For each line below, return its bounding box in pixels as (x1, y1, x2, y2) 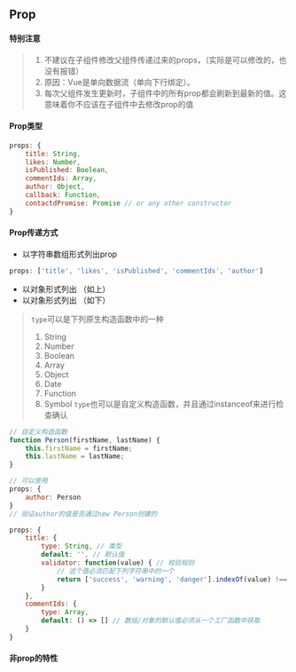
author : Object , (25, 182, 86, 192)
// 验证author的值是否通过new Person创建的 (9, 510, 158, 518)
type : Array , (41, 608, 90, 617)
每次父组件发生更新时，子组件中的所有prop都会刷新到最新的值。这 (43, 88, 287, 99)
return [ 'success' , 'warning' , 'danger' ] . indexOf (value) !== (56, 574, 288, 584)
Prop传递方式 (9, 227, 58, 238)
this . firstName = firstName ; (25, 444, 133, 453)
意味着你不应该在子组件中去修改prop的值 (43, 99, 194, 109)
